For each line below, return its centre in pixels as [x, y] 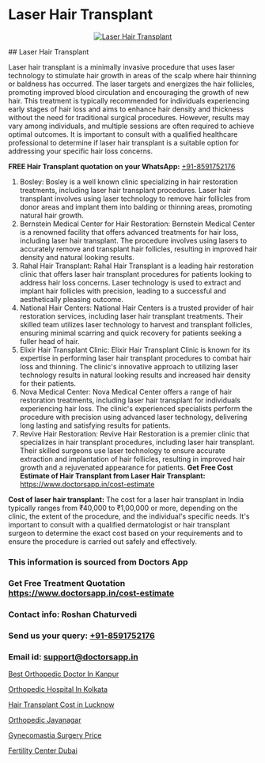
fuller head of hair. [49, 341]
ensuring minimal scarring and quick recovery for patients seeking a [131, 333]
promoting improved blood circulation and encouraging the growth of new [129, 92]
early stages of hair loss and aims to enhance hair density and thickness [126, 109]
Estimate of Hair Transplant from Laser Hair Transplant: [112, 475]
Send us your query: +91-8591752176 [82, 636]
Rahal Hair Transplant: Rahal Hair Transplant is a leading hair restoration [137, 266]
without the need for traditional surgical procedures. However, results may [129, 117]
